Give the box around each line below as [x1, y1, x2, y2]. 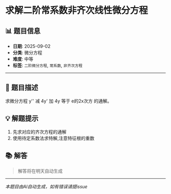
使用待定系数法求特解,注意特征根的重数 [12, 135, 95, 141]
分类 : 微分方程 [12, 49, 42, 56]
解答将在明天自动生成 [17, 168, 63, 174]
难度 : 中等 [12, 56, 34, 62]
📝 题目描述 [5, 84, 38, 92]
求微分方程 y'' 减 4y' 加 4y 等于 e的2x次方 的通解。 [5, 98, 112, 104]
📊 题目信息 [5, 26, 41, 35]
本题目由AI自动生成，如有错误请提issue [5, 184, 88, 190]
